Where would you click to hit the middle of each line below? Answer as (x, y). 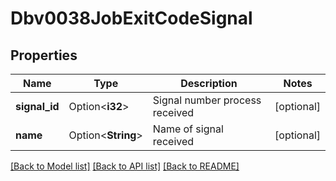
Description (209, 83)
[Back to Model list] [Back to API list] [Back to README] (125, 166)
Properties (44, 55)
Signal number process (207, 100)
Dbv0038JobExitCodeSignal (131, 18)
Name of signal (188, 129)
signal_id (37, 106)
